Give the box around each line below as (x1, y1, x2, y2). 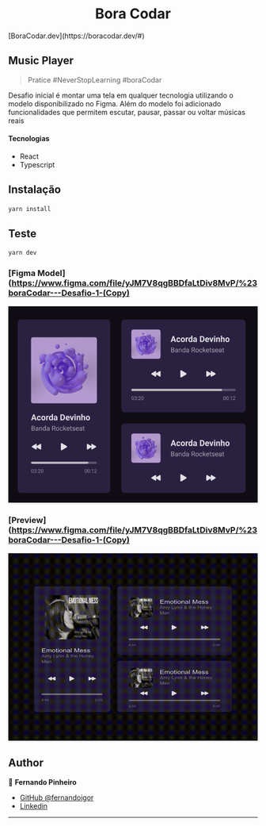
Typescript (19, 159, 55, 169)
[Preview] (8, 515, 47, 526)
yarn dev (8, 249, 37, 257)
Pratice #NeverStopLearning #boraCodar (27, 75, 162, 84)
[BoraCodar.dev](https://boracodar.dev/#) (8, 31, 145, 40)
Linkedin (19, 801, 48, 810)
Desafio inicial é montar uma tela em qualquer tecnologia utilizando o (8, 90, 234, 100)
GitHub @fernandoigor (19, 793, 94, 802)
